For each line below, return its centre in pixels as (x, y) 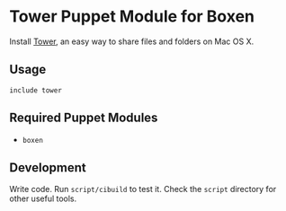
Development (48, 167)
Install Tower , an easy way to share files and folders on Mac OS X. (132, 41)
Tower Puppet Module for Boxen (132, 17)
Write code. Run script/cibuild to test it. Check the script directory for (143, 189)
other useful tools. (43, 198)
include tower (36, 90)
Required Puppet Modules (84, 118)
